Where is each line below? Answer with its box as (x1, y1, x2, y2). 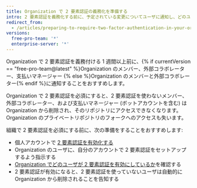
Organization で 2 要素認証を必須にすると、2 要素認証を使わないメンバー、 (6, 92, 188, 99)
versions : (6, 30, 30, 36)
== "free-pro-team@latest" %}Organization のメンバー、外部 (6, 65, 154, 72)
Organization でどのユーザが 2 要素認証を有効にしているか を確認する (14, 161, 182, 168)
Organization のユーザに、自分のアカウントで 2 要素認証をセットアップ (14, 146, 186, 153)
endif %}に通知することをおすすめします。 (25, 79, 128, 86)
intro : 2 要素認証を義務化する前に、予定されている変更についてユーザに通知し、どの (6, 14, 186, 20)
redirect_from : (6, 19, 43, 25)
